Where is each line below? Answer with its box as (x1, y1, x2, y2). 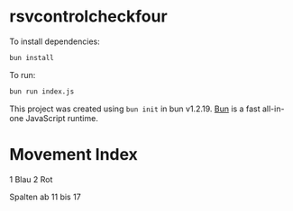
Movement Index (9, 144, 138, 164)
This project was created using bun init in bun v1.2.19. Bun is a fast (9, 103, 261, 114)
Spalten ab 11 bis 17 (9, 191, 81, 202)
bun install (9, 53, 54, 62)
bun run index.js (9, 87, 75, 96)
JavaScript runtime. (25, 112, 99, 123)
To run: (9, 69, 36, 80)
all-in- (261, 103, 285, 114)
